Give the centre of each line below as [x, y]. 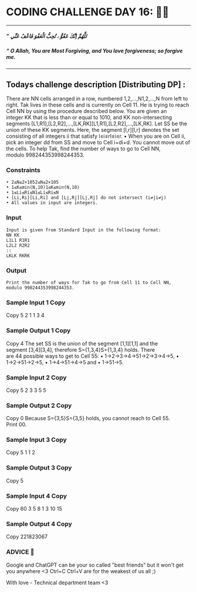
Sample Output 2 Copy [39, 405]
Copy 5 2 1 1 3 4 [26, 315]
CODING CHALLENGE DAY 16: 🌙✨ [88, 12]
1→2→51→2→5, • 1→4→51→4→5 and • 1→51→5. [65, 362]
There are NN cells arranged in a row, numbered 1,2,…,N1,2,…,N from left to [97, 99]
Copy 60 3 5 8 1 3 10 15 [34, 509]
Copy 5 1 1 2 [21, 453]
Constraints [23, 170]
